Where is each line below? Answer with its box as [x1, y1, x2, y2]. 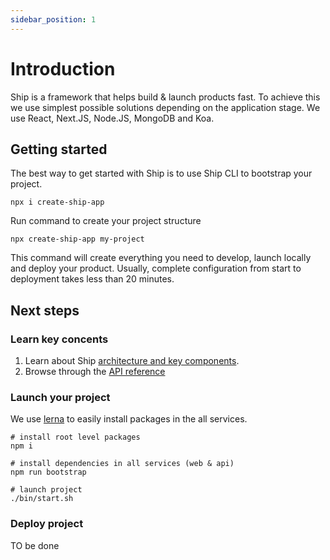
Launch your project [10, 390, 111, 404]
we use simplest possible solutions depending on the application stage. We [10, 101, 321, 113]
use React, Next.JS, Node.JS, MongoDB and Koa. [10, 112, 215, 124]
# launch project [10, 485, 83, 495]
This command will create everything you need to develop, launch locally [10, 252, 312, 264]
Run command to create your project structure [10, 215, 202, 227]
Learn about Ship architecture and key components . [24, 355, 240, 367]
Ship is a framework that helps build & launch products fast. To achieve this [10, 91, 321, 103]
